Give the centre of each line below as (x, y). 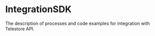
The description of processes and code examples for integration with (77, 23)
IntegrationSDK (39, 9)
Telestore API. (20, 28)
